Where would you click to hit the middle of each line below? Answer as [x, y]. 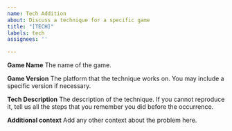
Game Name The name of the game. [60, 65]
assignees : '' [28, 40]
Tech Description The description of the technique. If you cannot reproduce [116, 99]
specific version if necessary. [49, 86]
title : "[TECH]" [30, 26]
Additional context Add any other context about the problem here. [102, 120]
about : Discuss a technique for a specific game [79, 20]
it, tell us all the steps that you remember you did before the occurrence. [110, 107]
